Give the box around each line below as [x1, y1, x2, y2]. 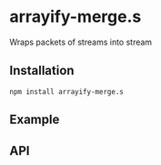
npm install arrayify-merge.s [9, 87, 125, 97]
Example [9, 112, 60, 128]
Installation [9, 63, 75, 78]
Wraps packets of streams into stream [9, 36, 153, 47]
